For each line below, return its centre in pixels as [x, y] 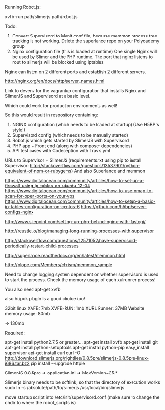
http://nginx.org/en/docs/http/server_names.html [55, 81]
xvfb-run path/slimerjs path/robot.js [41, 17]
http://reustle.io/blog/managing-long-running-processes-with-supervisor [80, 231]
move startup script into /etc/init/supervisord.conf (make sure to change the [82, 397]
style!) [19, 130]
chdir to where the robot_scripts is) [41, 402]
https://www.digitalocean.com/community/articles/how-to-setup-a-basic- [80, 201]
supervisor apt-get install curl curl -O [43, 353]
